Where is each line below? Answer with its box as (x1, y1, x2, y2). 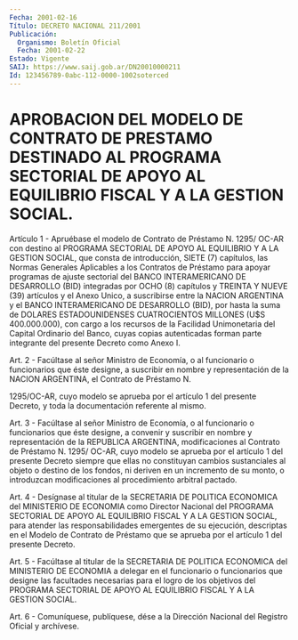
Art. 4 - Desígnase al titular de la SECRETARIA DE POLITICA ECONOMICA (9, 491, 278, 502)
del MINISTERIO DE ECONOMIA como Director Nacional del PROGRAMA (9, 500, 274, 512)
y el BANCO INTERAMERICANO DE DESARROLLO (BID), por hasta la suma (9, 299, 281, 310)
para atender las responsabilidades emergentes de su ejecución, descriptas (9, 520, 287, 531)
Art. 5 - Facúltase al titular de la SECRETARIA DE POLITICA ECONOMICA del (9, 555, 288, 566)
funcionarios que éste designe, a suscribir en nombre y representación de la (9, 364, 289, 375)
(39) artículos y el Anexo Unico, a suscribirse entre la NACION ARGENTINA (9, 290, 285, 301)
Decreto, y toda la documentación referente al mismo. (9, 400, 206, 410)
